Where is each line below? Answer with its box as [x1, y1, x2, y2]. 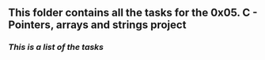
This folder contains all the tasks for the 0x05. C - [8, 6, 258, 19]
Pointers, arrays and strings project [8, 19, 187, 32]
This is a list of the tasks [8, 42, 104, 53]
